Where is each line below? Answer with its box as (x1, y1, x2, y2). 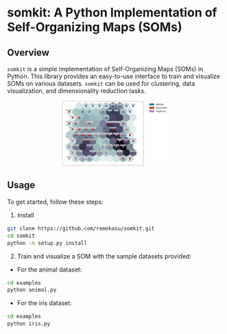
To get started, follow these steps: (7, 198, 104, 206)
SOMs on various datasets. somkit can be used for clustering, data (7, 80, 195, 87)
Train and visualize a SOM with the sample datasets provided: (16, 252, 192, 260)
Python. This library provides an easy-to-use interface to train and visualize (7, 72, 221, 80)
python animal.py (7, 287, 57, 294)
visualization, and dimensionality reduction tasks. (7, 87, 146, 95)
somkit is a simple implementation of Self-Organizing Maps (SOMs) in (7, 65, 204, 73)
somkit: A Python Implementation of (7, 5, 217, 21)
